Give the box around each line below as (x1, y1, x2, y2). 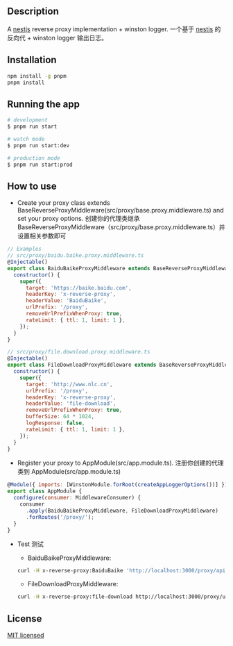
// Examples (7, 246, 42, 253)
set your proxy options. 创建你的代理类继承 (17, 215, 140, 223)
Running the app (7, 98, 80, 110)
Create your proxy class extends (17, 199, 110, 207)
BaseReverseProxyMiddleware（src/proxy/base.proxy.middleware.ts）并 (17, 223, 225, 231)
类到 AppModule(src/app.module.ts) (17, 467, 121, 476)
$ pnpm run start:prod (7, 161, 73, 168)
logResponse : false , (25, 420, 85, 426)
